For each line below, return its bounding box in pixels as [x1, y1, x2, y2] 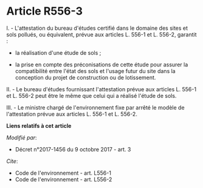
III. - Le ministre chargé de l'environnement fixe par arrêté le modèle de [6, 103, 185, 111]
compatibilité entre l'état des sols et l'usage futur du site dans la [15, 67, 176, 74]
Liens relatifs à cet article [6, 122, 72, 129]
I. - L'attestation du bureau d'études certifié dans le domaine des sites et [6, 24, 188, 32]
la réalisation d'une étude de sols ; [15, 49, 101, 56]
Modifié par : [6, 134, 38, 141]
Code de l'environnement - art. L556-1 [15, 169, 111, 176]
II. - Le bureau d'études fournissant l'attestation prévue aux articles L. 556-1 [6, 85, 196, 92]
